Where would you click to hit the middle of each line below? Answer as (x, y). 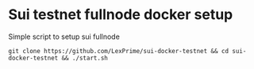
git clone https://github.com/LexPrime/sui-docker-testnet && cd (118, 51)
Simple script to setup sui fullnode (64, 36)
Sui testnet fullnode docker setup (121, 15)
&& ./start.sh (85, 58)
